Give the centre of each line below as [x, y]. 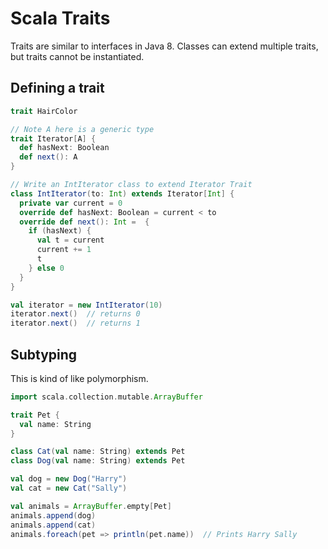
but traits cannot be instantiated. [77, 56]
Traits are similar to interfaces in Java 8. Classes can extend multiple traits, [164, 46]
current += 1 [64, 250]
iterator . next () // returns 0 [75, 314]
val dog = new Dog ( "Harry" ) [69, 479]
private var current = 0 [71, 203]
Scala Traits [60, 18]
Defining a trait [57, 88]
